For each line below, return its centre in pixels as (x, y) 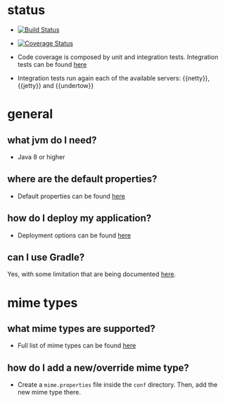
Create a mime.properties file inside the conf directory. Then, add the (117, 385)
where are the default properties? (82, 179)
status (26, 10)
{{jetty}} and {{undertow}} (56, 85)
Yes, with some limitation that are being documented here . (92, 274)
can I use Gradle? (46, 257)
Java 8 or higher (41, 156)
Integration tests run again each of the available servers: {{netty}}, (114, 78)
